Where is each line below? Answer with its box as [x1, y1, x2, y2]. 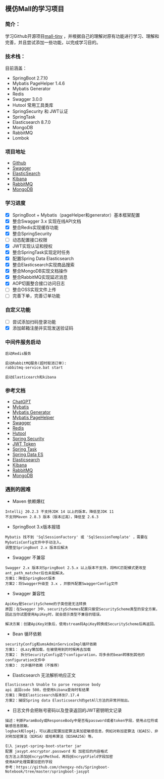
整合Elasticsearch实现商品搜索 [12, 262, 75, 268]
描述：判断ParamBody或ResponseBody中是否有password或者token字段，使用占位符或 [5, 718, 159, 723]
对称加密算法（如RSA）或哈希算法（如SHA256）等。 [5, 734, 96, 739]
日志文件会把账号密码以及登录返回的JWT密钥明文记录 [12, 707, 122, 713]
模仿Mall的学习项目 [5, 4, 64, 13]
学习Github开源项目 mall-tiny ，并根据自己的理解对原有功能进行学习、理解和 [5, 33, 160, 39]
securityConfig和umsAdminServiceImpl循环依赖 [5, 641, 97, 647]
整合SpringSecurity [12, 231, 52, 236]
